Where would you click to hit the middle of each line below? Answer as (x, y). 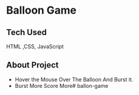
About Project (33, 65)
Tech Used (27, 32)
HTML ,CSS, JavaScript (35, 46)
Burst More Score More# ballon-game (61, 85)
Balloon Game (41, 10)
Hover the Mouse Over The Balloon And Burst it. (74, 79)
